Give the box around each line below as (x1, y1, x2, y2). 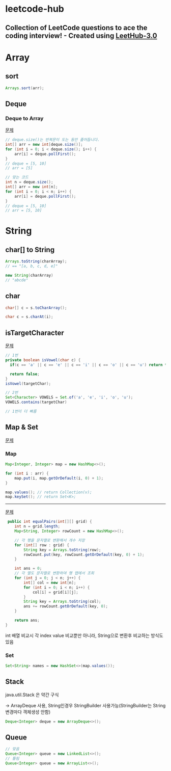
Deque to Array (5, 115, 44, 122)
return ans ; (14, 618, 40, 623)
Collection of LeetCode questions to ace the (5, 23, 148, 32)
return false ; (10, 371, 40, 377)
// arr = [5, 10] (5, 208, 42, 213)
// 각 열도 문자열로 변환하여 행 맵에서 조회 (14, 571, 95, 576)
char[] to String (5, 245, 55, 254)
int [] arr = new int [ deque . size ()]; (5, 142, 83, 147)
